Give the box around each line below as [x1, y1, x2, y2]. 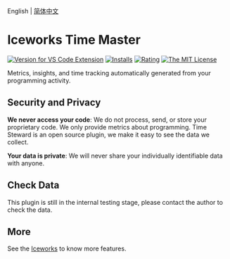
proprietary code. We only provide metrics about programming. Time [7, 122, 207, 131]
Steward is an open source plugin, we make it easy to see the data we [7, 130, 210, 139]
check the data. [7, 206, 53, 214]
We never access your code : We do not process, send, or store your [7, 115, 207, 124]
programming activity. [7, 76, 71, 84]
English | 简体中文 [7, 7, 59, 15]
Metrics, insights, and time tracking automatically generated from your [7, 68, 211, 77]
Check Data [7, 179, 60, 191]
